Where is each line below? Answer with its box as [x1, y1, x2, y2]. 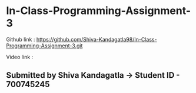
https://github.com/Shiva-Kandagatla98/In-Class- [36, 36, 157, 43]
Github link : [6, 36, 35, 43]
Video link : [6, 53, 34, 60]
